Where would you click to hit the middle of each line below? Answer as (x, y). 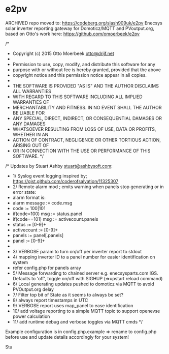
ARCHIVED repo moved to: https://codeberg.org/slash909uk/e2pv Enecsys (84, 23)
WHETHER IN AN (30, 134)
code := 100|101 (29, 208)
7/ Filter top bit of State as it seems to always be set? (68, 294)
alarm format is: (29, 197)
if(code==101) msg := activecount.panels (55, 219)
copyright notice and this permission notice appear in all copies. (80, 75)
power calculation (31, 316)
